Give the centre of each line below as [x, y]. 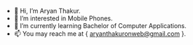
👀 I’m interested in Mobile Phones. [63, 18]
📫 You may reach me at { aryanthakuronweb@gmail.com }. [100, 34]
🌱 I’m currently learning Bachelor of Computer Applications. [100, 26]
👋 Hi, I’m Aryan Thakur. [47, 11]
